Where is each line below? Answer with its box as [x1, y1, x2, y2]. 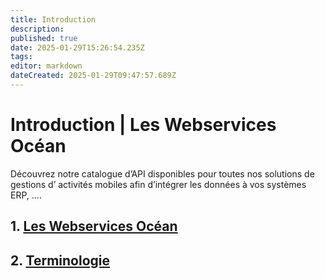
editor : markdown [10, 61, 83, 71]
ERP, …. [10, 189, 42, 201]
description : [10, 24, 65, 34]
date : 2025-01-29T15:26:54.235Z [10, 42, 145, 53]
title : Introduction [10, 14, 97, 25]
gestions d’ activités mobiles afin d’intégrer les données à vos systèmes [10, 178, 307, 190]
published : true [10, 33, 78, 43]
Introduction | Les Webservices [10, 114, 277, 136]
